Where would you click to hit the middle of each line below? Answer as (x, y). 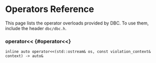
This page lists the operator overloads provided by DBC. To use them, (77, 23)
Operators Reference (49, 9)
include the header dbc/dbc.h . (36, 28)
